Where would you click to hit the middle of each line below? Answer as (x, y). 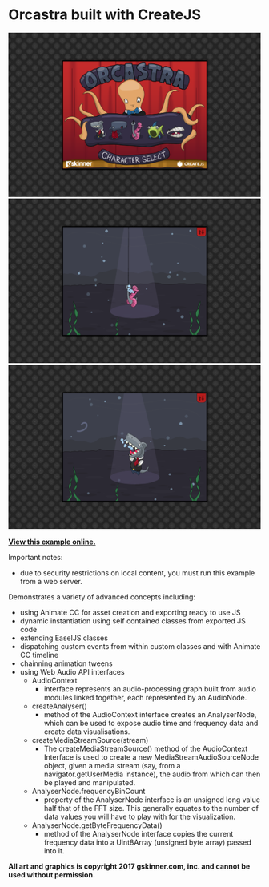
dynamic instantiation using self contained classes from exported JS (133, 621)
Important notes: (36, 557)
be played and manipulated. (90, 782)
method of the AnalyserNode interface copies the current (139, 833)
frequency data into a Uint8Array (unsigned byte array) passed (148, 842)
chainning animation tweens (66, 663)
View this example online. (52, 542)
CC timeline (39, 655)
